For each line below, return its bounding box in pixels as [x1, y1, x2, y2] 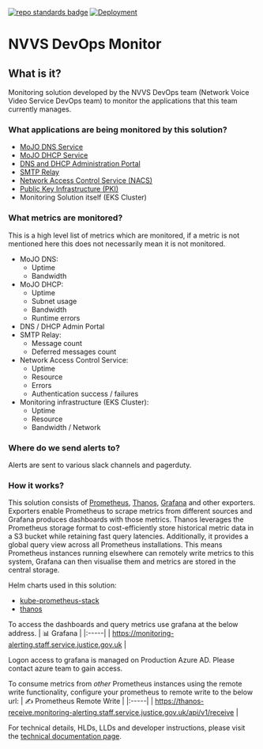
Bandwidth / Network [31, 422, 101, 432]
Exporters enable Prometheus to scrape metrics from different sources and [8, 507, 253, 516]
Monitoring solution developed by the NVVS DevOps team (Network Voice [8, 88, 250, 97]
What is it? [8, 67, 62, 80]
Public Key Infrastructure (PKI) [19, 184, 119, 194]
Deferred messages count [31, 347, 117, 356]
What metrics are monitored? [8, 212, 123, 223]
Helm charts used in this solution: [8, 580, 117, 590]
